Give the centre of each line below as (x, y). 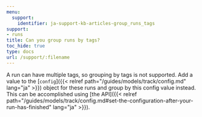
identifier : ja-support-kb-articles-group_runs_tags (86, 23)
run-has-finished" (29, 107)
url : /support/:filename (38, 57)
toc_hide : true (26, 46)
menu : (13, 12)
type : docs (20, 52)
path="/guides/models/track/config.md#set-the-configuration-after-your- (100, 101)
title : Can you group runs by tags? (53, 40)
